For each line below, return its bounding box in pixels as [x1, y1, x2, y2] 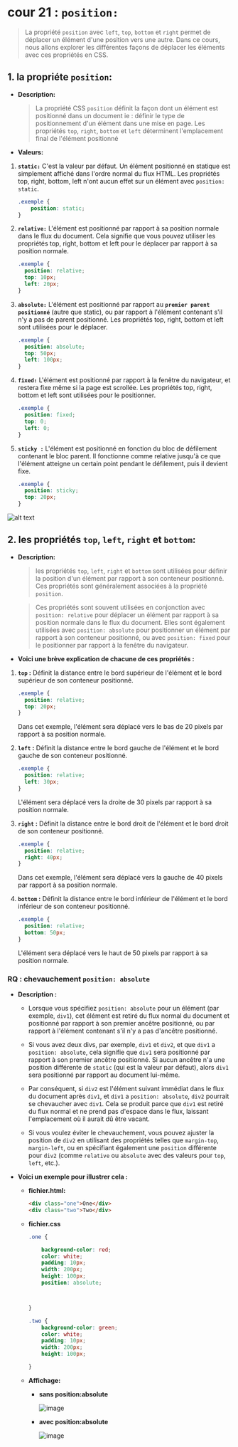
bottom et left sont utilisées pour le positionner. [17, 391, 156, 399]
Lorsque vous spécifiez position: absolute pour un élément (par [28, 1004, 220, 1013]
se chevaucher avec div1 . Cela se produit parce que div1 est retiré [28, 1100, 224, 1108]
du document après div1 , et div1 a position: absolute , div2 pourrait [28, 1092, 229, 1100]
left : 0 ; [24, 424, 50, 431]
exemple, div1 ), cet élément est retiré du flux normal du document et [28, 1011, 229, 1020]
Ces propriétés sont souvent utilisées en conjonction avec [35, 603, 206, 611]
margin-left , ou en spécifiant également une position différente [28, 1144, 217, 1152]
